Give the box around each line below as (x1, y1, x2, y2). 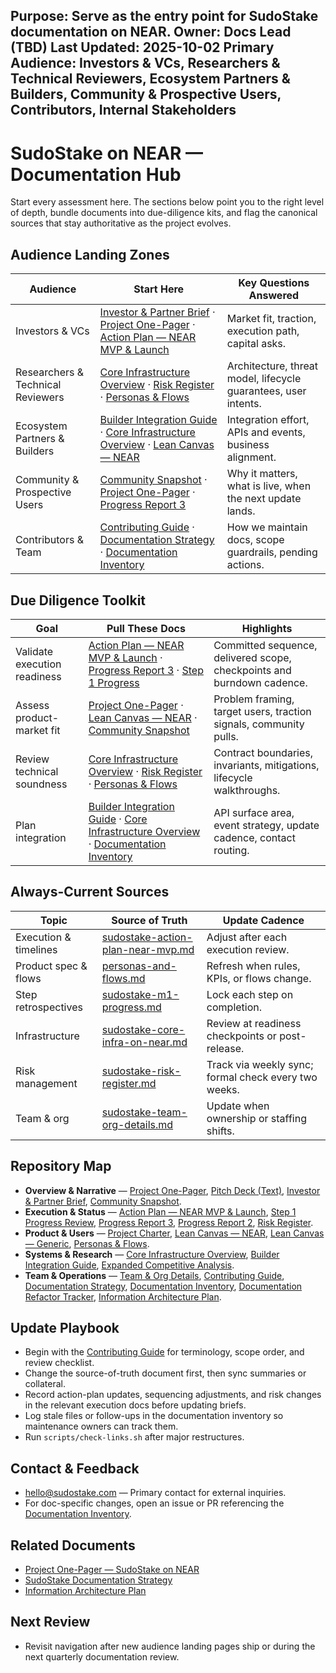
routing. (213, 843, 250, 857)
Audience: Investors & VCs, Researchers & (10, 55, 281, 72)
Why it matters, (226, 467, 298, 481)
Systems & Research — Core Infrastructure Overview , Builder (24, 1248, 280, 1260)
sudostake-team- (101, 1105, 188, 1119)
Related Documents (10, 1537, 136, 1554)
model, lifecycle (226, 372, 302, 386)
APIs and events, (226, 425, 306, 439)
